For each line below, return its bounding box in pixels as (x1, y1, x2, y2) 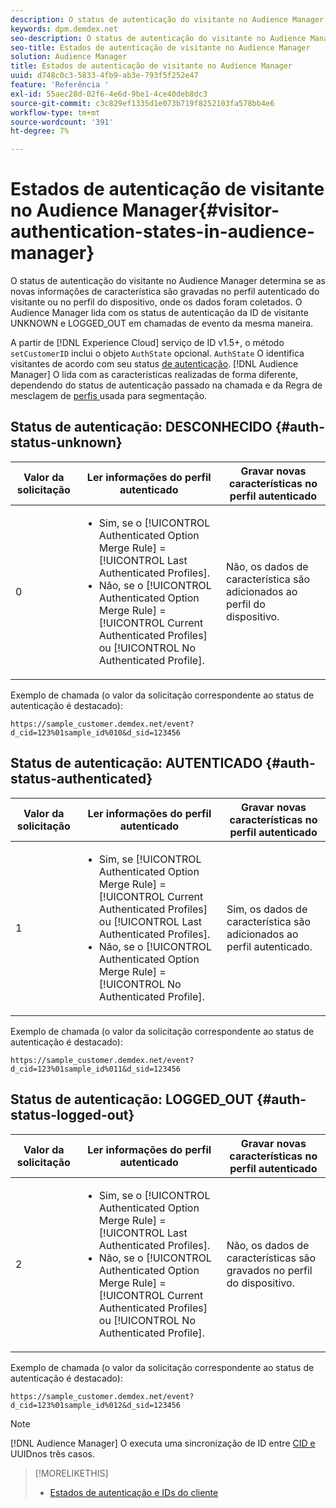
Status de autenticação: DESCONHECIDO (10, 419, 273, 436)
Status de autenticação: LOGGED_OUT (10, 1091, 254, 1108)
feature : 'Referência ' (10, 80, 110, 90)
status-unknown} (10, 434, 123, 451)
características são (226, 1251, 317, 1265)
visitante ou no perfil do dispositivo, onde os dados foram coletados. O (10, 296, 303, 308)
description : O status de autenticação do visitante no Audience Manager (10, 14, 325, 25)
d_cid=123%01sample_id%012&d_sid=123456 (10, 1400, 182, 1410)
